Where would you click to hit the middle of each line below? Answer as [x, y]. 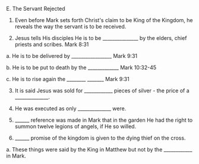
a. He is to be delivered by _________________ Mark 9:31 [72, 56]
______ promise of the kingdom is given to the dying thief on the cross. [100, 138]
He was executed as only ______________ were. [70, 109]
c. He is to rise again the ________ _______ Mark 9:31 [68, 79]
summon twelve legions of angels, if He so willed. [75, 126]
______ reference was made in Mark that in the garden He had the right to [104, 120]
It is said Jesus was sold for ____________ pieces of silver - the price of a [102, 91]
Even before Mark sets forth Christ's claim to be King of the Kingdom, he [104, 20]
